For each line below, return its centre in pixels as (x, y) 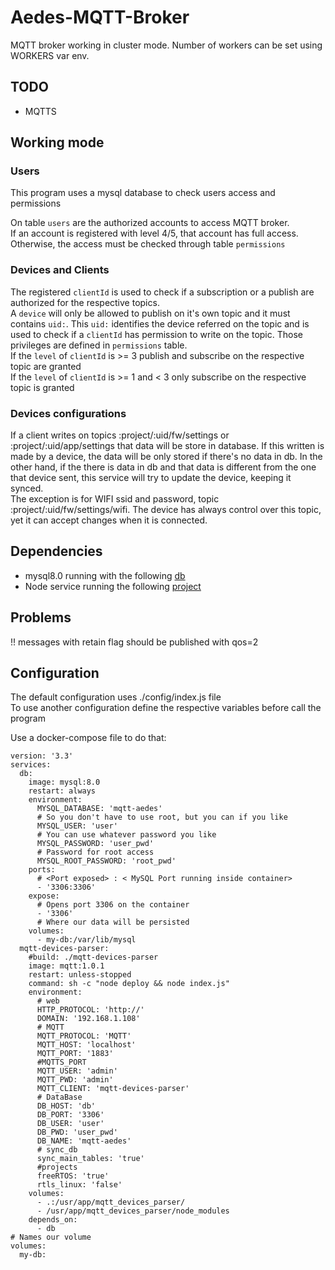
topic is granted (42, 387)
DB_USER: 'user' (70, 1124)
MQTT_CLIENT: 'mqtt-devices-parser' (113, 1089)
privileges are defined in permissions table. (99, 345)
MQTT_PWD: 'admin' (75, 1080)
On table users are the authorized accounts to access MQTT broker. (150, 223)
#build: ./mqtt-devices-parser (93, 957)
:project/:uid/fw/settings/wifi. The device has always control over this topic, (166, 510)
